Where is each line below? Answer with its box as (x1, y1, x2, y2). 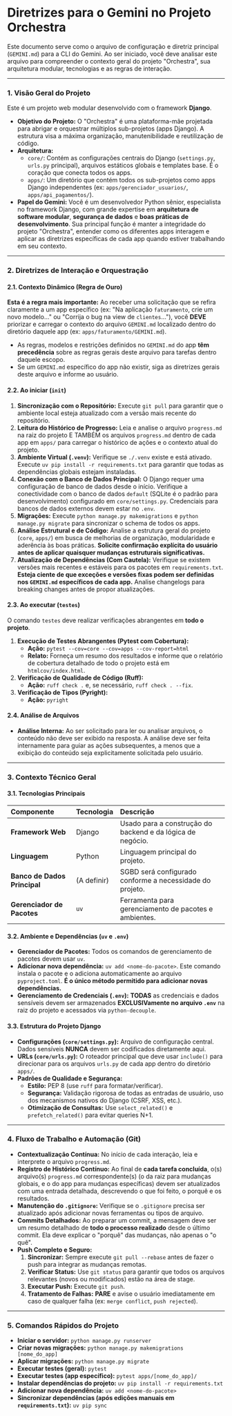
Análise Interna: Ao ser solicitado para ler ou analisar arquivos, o (17, 727, 203, 735)
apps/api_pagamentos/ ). (27, 191, 94, 199)
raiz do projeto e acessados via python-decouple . (17, 1006, 157, 1015)
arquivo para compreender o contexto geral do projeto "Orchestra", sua (7, 57, 211, 65)
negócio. (119, 836, 148, 845)
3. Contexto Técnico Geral (7, 772, 97, 782)
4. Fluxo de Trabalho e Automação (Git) (7, 1134, 142, 1144)
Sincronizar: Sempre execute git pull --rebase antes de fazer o (27, 1252, 214, 1261)
